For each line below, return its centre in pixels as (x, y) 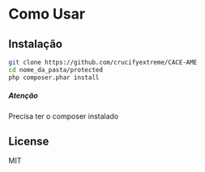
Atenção (23, 96)
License (29, 141)
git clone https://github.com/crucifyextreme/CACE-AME (103, 62)
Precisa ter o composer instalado (64, 116)
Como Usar (47, 14)
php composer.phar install (54, 78)
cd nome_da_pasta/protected (56, 69)
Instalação (36, 44)
